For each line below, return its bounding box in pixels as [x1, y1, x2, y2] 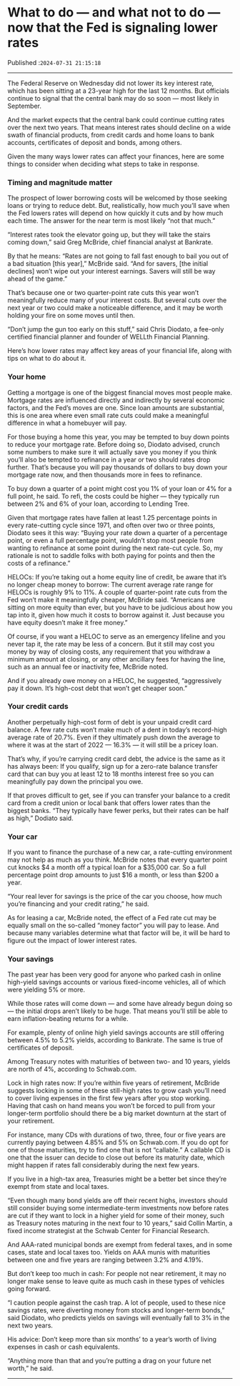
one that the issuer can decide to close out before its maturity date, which [7, 1153, 225, 1162]
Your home [7, 372, 46, 382]
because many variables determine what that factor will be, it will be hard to [7, 929, 231, 937]
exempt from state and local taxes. [7, 1182, 109, 1191]
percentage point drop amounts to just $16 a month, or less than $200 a [7, 871, 219, 879]
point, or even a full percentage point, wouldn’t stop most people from [7, 536, 214, 544]
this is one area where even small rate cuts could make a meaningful [7, 411, 209, 419]
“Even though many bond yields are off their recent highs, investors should [7, 1196, 228, 1205]
